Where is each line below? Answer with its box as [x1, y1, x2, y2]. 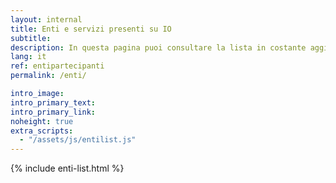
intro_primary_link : [10, 107, 97, 117]
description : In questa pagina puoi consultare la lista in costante [10, 42, 307, 53]
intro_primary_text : [10, 97, 97, 108]
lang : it [10, 52, 47, 62]
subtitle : [10, 33, 52, 43]
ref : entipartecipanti [10, 61, 105, 71]
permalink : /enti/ [10, 71, 87, 81]
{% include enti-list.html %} [10, 162, 125, 175]
